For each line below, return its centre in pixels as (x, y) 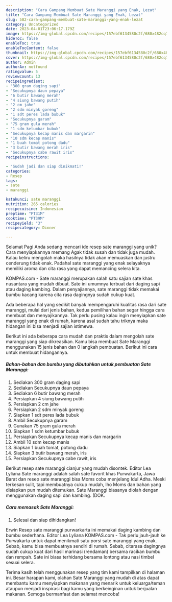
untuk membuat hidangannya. (37, 352)
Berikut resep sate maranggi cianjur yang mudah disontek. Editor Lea (78, 468)
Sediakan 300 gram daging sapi (47, 382)
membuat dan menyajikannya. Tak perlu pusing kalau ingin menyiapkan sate (86, 316)
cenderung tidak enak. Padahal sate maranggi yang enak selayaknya (78, 263)
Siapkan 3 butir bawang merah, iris (50, 453)
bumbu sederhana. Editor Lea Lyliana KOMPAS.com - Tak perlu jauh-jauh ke (86, 535)
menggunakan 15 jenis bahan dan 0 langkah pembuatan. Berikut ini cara (81, 347)
